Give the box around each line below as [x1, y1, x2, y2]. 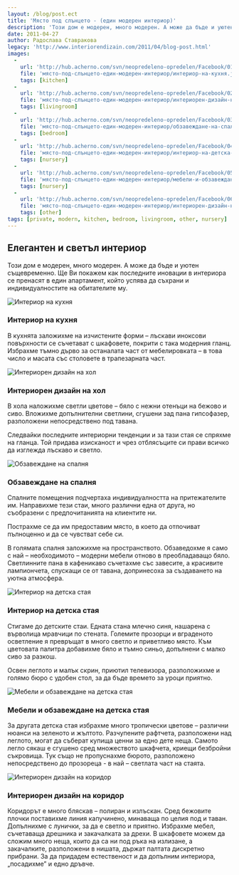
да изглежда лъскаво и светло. [7, 446, 102, 454]
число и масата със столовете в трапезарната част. [7, 354, 166, 362]
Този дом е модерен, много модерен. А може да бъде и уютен [7, 261, 199, 269]
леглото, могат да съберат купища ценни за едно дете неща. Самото [7, 736, 218, 745]
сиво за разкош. [7, 652, 57, 661]
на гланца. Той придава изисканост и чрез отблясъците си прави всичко [7, 439, 230, 447]
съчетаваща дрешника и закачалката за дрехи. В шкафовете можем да [7, 829, 225, 838]
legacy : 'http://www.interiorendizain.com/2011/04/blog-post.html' [7, 43, 212, 51]
